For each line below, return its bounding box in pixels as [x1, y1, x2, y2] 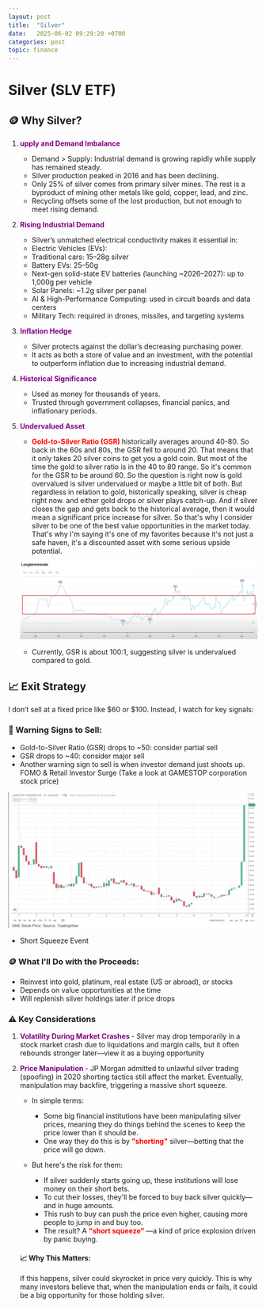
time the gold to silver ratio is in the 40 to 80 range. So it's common [31, 462, 252, 471]
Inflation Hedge [19, 326, 73, 336]
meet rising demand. [31, 204, 99, 214]
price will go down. [43, 1145, 105, 1154]
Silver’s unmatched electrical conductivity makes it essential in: [31, 235, 238, 245]
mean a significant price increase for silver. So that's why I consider [31, 513, 253, 522]
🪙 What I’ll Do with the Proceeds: [8, 955, 140, 967]
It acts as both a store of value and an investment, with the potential [31, 350, 253, 360]
